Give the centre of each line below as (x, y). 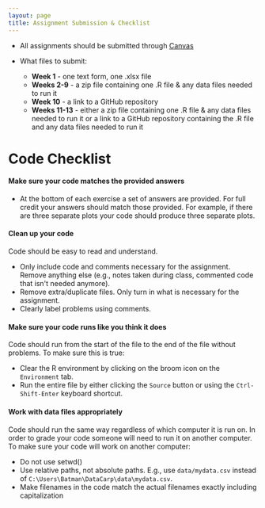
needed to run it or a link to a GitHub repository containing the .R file (143, 118)
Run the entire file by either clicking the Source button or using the (127, 385)
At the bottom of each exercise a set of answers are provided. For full (133, 198)
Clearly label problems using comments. (85, 309)
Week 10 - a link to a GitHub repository (95, 101)
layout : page (30, 15)
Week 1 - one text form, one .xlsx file (91, 76)
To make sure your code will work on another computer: (100, 446)
